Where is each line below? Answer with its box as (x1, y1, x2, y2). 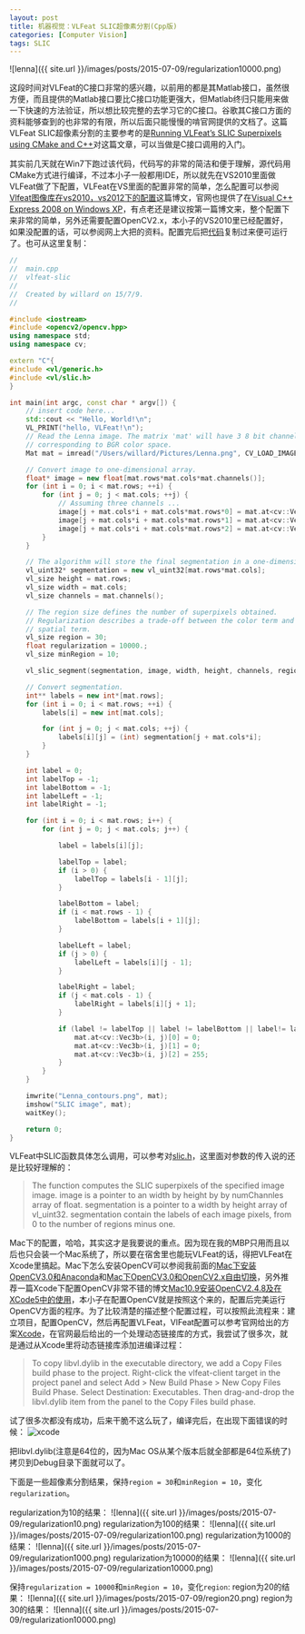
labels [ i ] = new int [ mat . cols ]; (42, 708, 165, 718)
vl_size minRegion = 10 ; (25, 650, 120, 659)
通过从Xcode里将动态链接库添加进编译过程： (16, 1340, 185, 1351)
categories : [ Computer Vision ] (9, 30, 128, 39)
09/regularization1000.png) (9, 1552, 112, 1563)
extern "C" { (9, 356, 54, 365)
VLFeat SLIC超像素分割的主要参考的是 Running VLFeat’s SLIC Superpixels (9, 128, 282, 139)
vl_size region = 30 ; (25, 633, 107, 642)
